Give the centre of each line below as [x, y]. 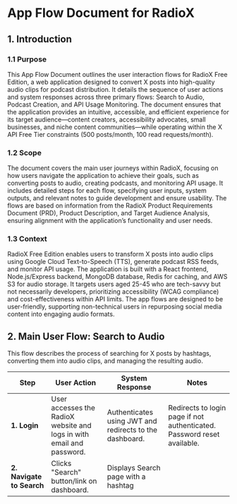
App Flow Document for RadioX [101, 13]
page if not [186, 416]
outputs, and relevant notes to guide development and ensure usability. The [117, 198]
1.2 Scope [25, 152]
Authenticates [130, 412]
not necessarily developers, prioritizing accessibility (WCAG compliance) [113, 292]
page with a [126, 476]
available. [184, 443]
